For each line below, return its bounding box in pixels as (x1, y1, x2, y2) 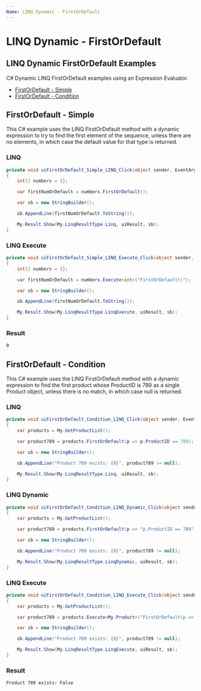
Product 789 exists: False (6, 680, 74, 686)
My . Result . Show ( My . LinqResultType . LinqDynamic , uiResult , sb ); (17, 558, 178, 564)
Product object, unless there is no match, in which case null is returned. (6, 388, 182, 395)
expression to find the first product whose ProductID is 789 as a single (6, 381, 180, 389)
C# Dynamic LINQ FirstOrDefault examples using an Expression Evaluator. (6, 74, 188, 82)
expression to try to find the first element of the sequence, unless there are (6, 132, 191, 139)
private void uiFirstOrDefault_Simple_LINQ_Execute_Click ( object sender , (6, 255, 194, 261)
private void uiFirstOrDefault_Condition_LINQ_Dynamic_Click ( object (6, 504, 181, 510)
